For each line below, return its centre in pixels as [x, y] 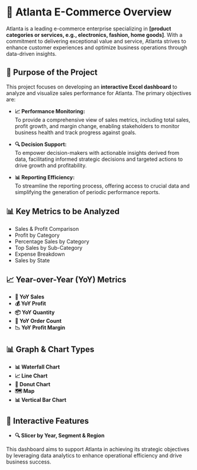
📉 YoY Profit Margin [40, 328]
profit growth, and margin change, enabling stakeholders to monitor [97, 126]
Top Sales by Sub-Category [49, 247]
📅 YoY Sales [29, 297]
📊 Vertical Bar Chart [41, 400]
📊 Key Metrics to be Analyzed [63, 212]
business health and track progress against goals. [75, 132]
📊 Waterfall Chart [37, 367]
